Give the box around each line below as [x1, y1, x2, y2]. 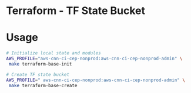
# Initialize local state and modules [6, 50, 101, 56]
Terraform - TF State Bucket [6, 4, 146, 18]
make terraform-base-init [8, 61, 72, 67]
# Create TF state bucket [6, 71, 69, 77]
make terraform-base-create [8, 82, 78, 88]
